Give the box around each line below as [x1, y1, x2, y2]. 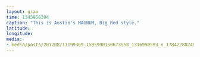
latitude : [6, 25, 31, 31]
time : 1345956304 [6, 14, 49, 20]
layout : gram [6, 8, 39, 15]
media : [6, 36, 23, 42]
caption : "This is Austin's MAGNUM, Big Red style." [6, 20, 140, 26]
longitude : [6, 31, 33, 37]
